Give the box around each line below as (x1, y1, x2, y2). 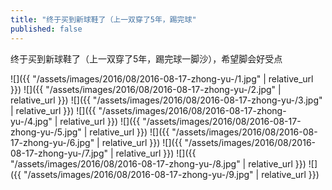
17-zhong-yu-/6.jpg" (10, 136, 95, 148)
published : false (10, 24, 83, 34)
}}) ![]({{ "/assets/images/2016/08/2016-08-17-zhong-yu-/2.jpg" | (10, 83, 282, 95)
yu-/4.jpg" (10, 115, 53, 127)
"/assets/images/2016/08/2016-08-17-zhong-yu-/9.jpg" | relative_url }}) (23, 168, 320, 180)
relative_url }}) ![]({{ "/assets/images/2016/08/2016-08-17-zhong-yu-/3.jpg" (10, 94, 323, 106)
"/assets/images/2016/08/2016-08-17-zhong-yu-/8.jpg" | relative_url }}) (10, 157, 307, 170)
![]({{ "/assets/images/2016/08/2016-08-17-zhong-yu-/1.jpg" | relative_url (10, 72, 314, 85)
